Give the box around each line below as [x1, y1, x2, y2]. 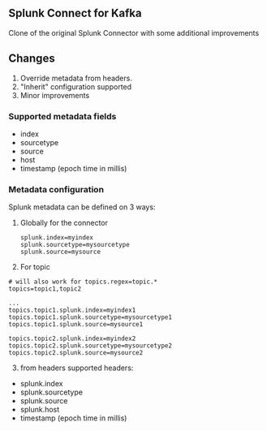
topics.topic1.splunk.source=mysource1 [8, 321, 144, 329]
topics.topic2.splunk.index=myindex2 [8, 334, 136, 343]
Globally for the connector [19, 218, 108, 228]
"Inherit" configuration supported [19, 81, 132, 92]
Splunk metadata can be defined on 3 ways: [8, 202, 156, 212]
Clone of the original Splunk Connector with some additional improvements [8, 28, 260, 37]
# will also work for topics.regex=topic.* [8, 278, 158, 287]
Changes [8, 52, 55, 66]
